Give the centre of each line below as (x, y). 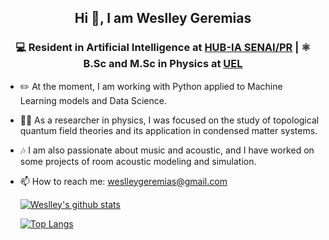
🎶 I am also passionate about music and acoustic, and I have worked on (167, 150)
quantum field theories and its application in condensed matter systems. (168, 130)
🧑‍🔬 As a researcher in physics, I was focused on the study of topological (169, 120)
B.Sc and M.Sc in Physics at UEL (163, 64)
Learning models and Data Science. (93, 100)
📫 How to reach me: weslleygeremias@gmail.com (123, 181)
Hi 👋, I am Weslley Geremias (163, 18)
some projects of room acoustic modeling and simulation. (138, 161)
